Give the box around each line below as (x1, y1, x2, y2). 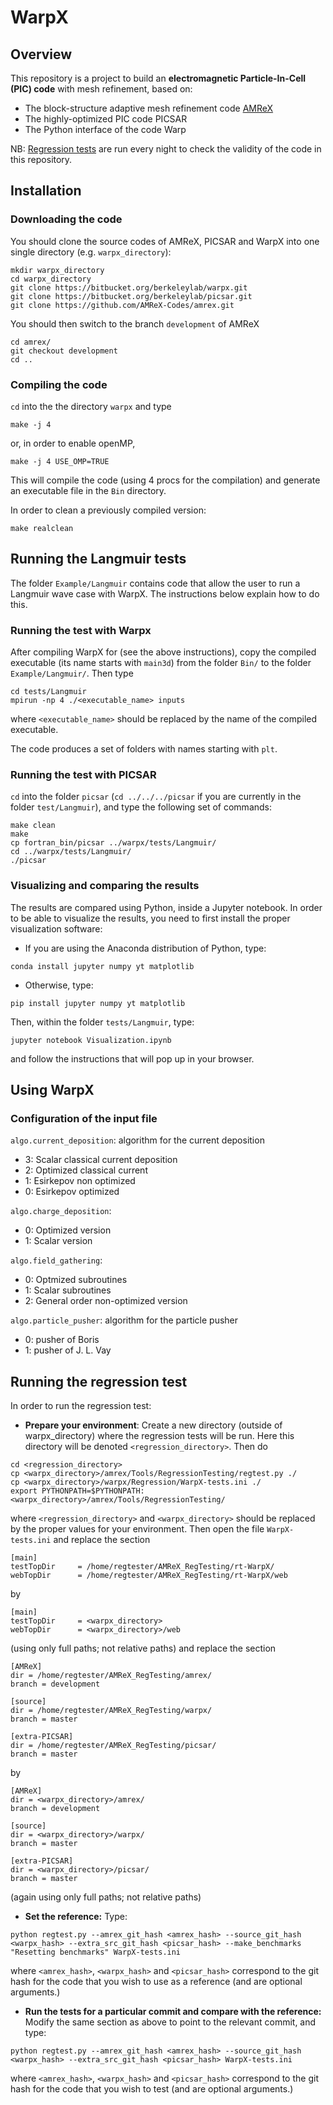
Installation (10, 182, 82, 200)
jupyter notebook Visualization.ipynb (10, 1035, 172, 1045)
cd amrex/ (10, 337, 52, 347)
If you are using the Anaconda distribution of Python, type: (24, 942, 267, 954)
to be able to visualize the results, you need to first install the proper (10, 912, 291, 924)
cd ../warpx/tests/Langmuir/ (10, 847, 132, 857)
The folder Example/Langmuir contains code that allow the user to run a (10, 577, 301, 589)
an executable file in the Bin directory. (10, 484, 167, 496)
